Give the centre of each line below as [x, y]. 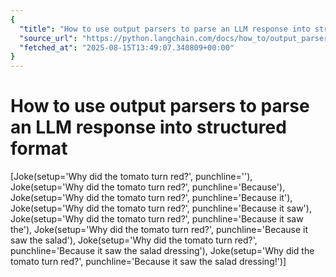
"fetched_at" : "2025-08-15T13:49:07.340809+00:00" [127, 47]
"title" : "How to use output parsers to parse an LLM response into [165, 29]
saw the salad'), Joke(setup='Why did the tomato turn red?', [134, 240]
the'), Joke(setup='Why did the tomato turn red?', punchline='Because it [159, 230]
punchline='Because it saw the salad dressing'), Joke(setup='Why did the [162, 251]
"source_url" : [48, 38]
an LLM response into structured [148, 127]
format [39, 148]
